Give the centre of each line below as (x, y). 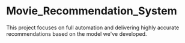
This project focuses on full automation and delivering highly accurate (93, 27)
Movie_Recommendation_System (92, 11)
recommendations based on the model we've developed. (77, 33)
